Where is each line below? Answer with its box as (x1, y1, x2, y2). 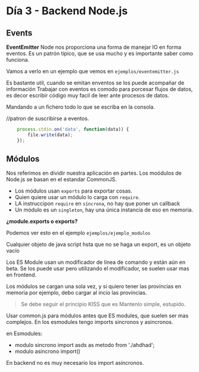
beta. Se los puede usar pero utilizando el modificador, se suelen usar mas (6, 265, 189, 272)
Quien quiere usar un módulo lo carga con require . (14, 194, 140, 201)
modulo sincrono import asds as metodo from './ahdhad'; (14, 342, 155, 349)
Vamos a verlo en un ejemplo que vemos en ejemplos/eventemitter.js (6, 68, 179, 75)
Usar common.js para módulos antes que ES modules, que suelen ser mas (6, 312, 189, 319)
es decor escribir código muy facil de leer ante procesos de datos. (6, 92, 170, 99)
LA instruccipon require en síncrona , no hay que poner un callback (14, 200, 181, 207)
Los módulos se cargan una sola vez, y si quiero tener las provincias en (6, 283, 182, 290)
